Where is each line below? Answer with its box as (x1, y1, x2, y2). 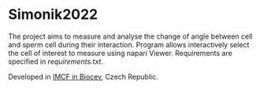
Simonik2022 (8, 6, 98, 24)
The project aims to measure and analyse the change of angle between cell (8, 32, 253, 41)
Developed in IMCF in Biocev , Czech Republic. (8, 72, 159, 81)
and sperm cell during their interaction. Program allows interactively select (8, 39, 250, 49)
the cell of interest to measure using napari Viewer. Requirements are (8, 48, 232, 57)
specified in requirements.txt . (8, 57, 104, 66)
